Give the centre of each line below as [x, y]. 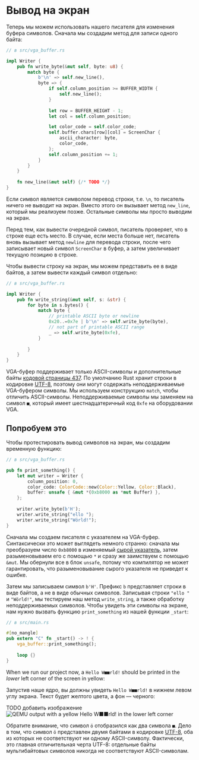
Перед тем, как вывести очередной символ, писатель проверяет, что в [97, 229]
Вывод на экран [48, 10]
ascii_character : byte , [89, 138]
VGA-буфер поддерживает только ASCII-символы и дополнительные [94, 372]
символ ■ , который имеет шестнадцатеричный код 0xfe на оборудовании [99, 403]
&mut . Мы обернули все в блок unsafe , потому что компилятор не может [97, 562]
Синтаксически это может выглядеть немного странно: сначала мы [93, 543]
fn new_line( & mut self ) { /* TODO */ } [64, 182]
